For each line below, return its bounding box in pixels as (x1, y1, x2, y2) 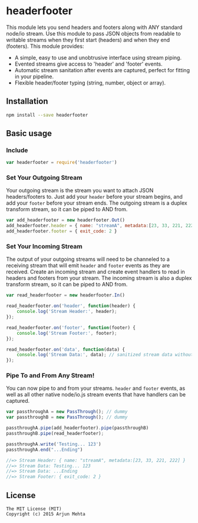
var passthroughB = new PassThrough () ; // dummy (6, 414, 128, 421)
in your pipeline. (14, 73, 54, 80)
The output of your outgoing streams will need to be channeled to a (6, 256, 170, 263)
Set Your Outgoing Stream (6, 173, 82, 182)
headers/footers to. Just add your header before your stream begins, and (6, 193, 183, 201)
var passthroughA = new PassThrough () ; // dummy (6, 409, 128, 415)
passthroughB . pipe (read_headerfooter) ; (6, 431, 104, 437)
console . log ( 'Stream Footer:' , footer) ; (16, 330, 117, 336)
